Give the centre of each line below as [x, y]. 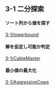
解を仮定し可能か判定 [28, 47]
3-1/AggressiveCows [27, 82]
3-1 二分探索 [25, 9]
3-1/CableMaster [23, 58]
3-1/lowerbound [22, 34]
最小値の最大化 [21, 70]
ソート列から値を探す [28, 23]
